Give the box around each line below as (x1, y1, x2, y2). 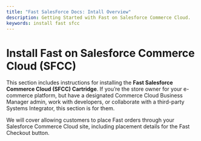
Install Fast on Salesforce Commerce (6, 46, 195, 60)
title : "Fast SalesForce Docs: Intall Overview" (6, 8, 131, 15)
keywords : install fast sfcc (6, 20, 80, 26)
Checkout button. (6, 130, 50, 137)
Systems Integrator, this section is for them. (6, 105, 115, 112)
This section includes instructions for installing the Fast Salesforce (6, 79, 174, 87)
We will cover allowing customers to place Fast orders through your (6, 116, 174, 124)
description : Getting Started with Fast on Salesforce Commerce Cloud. (6, 15, 191, 21)
